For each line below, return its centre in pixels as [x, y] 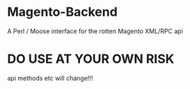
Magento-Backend [63, 12]
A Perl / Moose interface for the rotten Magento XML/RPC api [95, 31]
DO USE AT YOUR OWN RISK [91, 59]
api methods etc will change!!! [50, 78]
